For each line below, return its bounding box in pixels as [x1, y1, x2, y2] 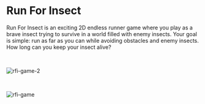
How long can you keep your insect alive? [6, 43, 111, 51]
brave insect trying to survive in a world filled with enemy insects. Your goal [6, 30, 198, 37]
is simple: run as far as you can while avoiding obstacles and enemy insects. [6, 37, 199, 44]
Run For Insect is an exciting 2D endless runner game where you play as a [6, 24, 193, 31]
